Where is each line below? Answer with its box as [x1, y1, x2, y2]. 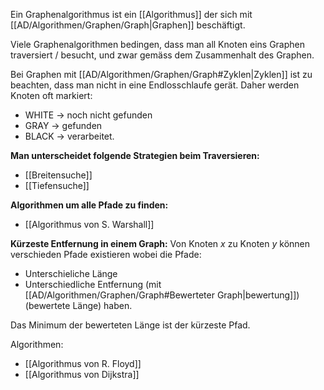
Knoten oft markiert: [10, 90, 93, 101]
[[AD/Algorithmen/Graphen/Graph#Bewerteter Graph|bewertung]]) [24, 289, 300, 301]
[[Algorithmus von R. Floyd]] [24, 358, 142, 369]
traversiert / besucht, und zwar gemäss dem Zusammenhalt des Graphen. [10, 49, 315, 61]
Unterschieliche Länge [24, 268, 118, 279]
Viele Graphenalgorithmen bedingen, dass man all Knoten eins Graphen [10, 39, 306, 50]
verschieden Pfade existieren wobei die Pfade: [10, 249, 202, 260]
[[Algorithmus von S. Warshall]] [24, 219, 155, 230]
